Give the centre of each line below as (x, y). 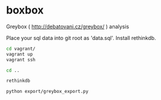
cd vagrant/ (21, 49)
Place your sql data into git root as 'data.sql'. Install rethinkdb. (81, 38)
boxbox (25, 10)
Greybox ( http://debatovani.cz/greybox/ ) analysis (67, 26)
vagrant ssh (21, 59)
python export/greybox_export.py (47, 92)
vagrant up (20, 54)
